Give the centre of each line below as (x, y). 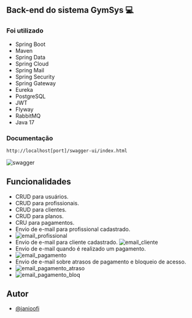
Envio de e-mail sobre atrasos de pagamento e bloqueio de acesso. (101, 262)
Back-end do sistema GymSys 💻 (70, 10)
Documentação (30, 138)
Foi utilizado (25, 31)
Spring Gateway (36, 83)
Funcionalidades (39, 182)
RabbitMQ (28, 116)
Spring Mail (30, 70)
